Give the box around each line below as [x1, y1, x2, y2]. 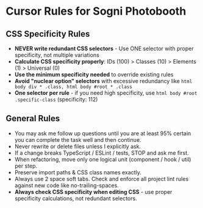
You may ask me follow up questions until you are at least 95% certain [14, 130, 191, 137]
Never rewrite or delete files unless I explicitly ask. [14, 143, 141, 150]
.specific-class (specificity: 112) [14, 96, 98, 103]
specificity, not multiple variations [14, 51, 100, 59]
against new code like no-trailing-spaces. [14, 182, 119, 189]
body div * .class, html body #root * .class [14, 84, 132, 90]
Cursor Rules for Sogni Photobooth [5, 4, 187, 18]
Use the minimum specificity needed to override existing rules [14, 71, 174, 78]
